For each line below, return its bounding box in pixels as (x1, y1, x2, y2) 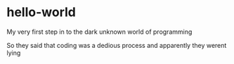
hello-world (6, 4, 77, 20)
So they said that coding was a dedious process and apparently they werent (6, 41, 227, 49)
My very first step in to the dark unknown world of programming (6, 27, 193, 36)
